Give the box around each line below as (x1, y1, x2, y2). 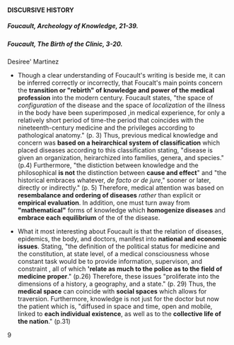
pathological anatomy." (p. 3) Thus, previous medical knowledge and (17, 131, 218, 139)
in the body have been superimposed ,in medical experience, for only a (17, 108, 226, 116)
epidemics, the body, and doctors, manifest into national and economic (17, 234, 228, 243)
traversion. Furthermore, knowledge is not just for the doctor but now (17, 294, 220, 303)
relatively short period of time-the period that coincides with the (17, 116, 204, 124)
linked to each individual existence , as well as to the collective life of (17, 309, 221, 317)
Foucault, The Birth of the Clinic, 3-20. (7, 40, 123, 48)
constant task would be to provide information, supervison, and (17, 257, 203, 265)
